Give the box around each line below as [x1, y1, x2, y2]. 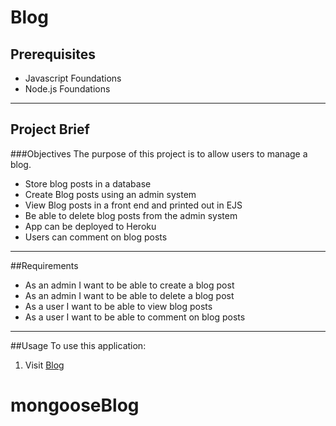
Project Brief [10, 121, 90, 138]
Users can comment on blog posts [24, 231, 168, 243]
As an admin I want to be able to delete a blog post [24, 289, 235, 301]
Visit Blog [24, 359, 65, 371]
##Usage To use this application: [10, 339, 147, 351]
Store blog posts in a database [24, 177, 152, 190]
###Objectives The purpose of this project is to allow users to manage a [10, 147, 308, 160]
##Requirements [10, 259, 79, 271]
